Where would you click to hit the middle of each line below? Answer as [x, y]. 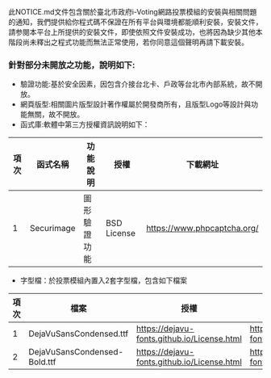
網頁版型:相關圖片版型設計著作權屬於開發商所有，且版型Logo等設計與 [135, 104]
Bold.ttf [42, 362]
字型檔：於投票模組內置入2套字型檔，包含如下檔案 [104, 280]
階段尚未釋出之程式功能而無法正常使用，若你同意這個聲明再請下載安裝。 [128, 42]
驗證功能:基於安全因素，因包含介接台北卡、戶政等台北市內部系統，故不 [138, 84]
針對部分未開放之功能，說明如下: [72, 65]
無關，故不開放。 [56, 115]
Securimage [52, 229]
